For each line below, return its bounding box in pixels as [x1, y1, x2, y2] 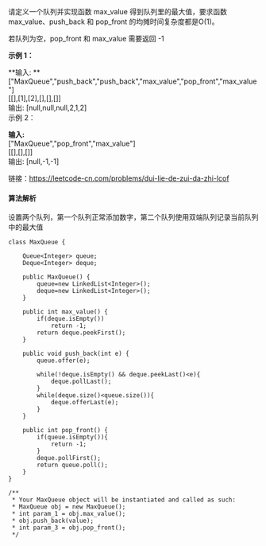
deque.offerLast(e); [50, 399, 119, 407]
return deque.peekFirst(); [37, 329, 126, 337]
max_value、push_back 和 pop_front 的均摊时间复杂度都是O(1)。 [8, 17, 219, 26]
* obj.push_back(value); [11, 517, 94, 525]
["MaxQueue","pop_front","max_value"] [8, 138, 137, 148]
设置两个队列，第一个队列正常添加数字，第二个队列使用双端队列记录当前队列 [8, 213, 259, 222]
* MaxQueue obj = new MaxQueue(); [11, 503, 126, 511]
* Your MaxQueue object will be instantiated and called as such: [11, 496, 237, 504]
